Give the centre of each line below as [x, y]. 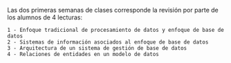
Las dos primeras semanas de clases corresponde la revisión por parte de [113, 10]
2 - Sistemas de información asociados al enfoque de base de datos [108, 42]
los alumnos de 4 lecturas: [45, 17]
